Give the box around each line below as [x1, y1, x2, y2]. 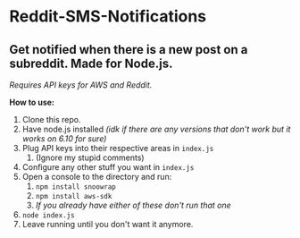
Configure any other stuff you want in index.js [21, 162, 195, 172]
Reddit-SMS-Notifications [9, 6, 207, 27]
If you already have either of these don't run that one [35, 200, 232, 210]
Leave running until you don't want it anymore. [21, 219, 194, 229]
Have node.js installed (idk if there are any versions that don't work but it [21, 123, 291, 134]
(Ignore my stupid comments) [35, 152, 145, 163]
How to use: [9, 97, 55, 107]
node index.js [21, 211, 75, 220]
